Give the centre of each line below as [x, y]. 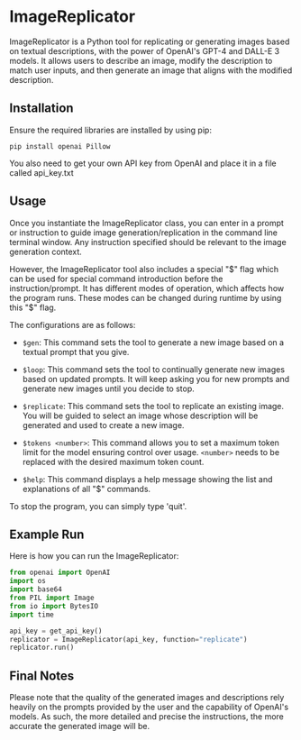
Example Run [47, 534]
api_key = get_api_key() [56, 631]
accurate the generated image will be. [80, 726]
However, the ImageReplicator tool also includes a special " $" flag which [144, 269]
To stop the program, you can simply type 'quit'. [98, 506]
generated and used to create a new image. [103, 425]
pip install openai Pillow [60, 146]
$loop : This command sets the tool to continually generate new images [154, 369]
